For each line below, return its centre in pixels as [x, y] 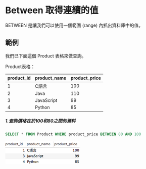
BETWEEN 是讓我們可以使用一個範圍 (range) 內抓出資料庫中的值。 [74, 25]
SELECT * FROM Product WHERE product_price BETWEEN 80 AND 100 [73, 134]
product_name [51, 78]
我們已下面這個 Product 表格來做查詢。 [46, 55]
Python [42, 107]
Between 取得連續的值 [52, 10]
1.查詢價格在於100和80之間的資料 [40, 121]
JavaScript [46, 100]
